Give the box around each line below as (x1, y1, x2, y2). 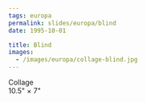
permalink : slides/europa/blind (8, 19, 116, 27)
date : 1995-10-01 (8, 26, 67, 34)
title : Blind (8, 41, 52, 49)
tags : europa (8, 11, 52, 20)
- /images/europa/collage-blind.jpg (15, 56, 138, 64)
